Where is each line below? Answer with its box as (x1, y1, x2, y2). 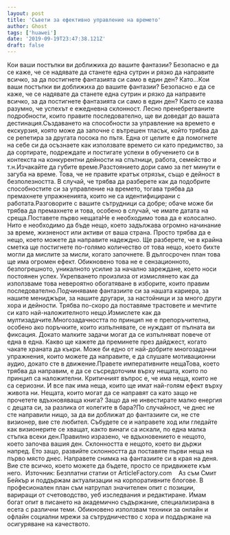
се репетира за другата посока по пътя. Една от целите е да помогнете (7, 134, 218, 141)
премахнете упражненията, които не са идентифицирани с (7, 192, 181, 200)
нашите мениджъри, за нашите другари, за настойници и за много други (7, 294, 222, 302)
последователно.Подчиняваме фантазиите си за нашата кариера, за (7, 287, 209, 295)
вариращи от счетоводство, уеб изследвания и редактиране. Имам (7, 491, 207, 499)
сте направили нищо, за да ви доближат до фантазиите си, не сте (7, 411, 200, 418)
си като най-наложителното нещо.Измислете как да (7, 309, 161, 316)
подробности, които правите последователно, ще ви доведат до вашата (7, 112, 220, 120)
